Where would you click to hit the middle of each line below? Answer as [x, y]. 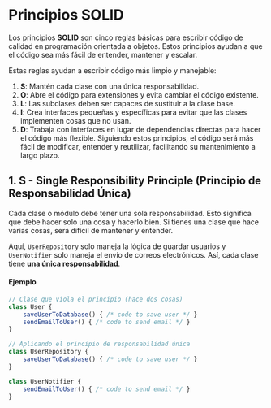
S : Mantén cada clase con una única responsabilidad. [110, 86]
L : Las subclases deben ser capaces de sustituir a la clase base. [127, 103]
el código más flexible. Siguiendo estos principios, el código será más [137, 138]
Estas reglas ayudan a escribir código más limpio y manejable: [112, 70]
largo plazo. [40, 155]
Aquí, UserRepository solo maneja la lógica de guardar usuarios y [117, 246]
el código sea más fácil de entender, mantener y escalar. [103, 54]
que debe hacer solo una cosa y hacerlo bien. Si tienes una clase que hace [134, 222]
